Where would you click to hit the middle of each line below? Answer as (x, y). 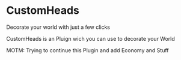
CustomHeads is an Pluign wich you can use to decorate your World (91, 38)
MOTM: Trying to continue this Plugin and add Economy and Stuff (88, 50)
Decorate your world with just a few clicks (58, 27)
